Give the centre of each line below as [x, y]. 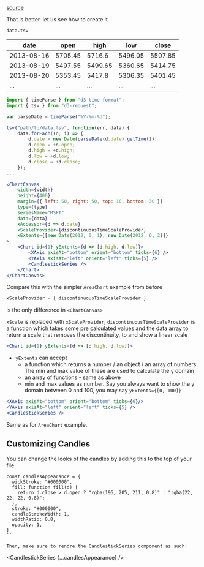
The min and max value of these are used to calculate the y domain [109, 371]
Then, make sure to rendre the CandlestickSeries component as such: [97, 546]
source [15, 8]
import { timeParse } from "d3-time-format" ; [65, 100]
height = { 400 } [34, 196]
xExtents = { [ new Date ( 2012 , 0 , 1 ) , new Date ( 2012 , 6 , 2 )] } [93, 236]
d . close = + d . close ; [55, 162]
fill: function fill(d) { [45, 487]
